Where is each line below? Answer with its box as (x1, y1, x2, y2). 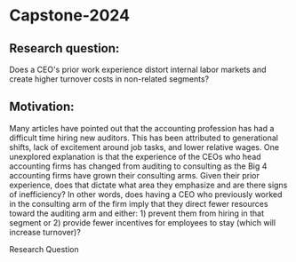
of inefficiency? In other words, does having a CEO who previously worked (9, 188, 283, 200)
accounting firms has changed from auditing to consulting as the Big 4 (9, 161, 268, 171)
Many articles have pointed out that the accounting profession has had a (9, 123, 275, 133)
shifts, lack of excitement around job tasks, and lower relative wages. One (9, 141, 280, 152)
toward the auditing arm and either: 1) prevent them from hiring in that (9, 208, 265, 218)
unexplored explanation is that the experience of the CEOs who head (9, 151, 261, 162)
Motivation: (9, 99, 75, 115)
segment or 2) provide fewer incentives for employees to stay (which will (9, 217, 276, 227)
